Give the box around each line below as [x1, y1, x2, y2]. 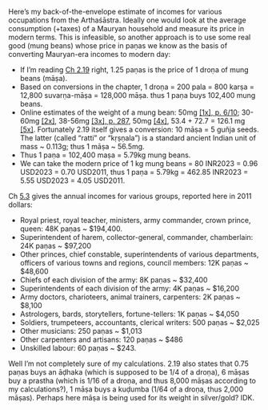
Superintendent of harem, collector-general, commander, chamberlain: [19, 233, 254, 242]
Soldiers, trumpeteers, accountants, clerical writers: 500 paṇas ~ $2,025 [19, 318, 260, 327]
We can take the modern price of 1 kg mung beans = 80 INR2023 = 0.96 [19, 159, 258, 168]
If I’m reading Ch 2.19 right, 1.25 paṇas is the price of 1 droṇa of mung [19, 65, 250, 75]
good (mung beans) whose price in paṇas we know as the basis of [8, 41, 228, 51]
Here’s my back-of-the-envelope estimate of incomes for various [8, 7, 222, 16]
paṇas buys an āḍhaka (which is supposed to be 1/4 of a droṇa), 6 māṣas [8, 367, 250, 376]
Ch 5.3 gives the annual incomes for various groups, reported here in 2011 [8, 192, 252, 201]
